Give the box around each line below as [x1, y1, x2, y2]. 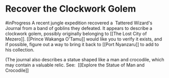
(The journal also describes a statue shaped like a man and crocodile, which [5, 56, 164, 62]
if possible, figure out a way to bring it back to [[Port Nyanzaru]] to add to [5, 41, 159, 47]
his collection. [5, 47, 35, 53]
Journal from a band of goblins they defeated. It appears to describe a [5, 25, 152, 31]
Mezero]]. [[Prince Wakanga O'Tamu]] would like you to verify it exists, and [5, 36, 162, 42]
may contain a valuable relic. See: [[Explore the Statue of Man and [5, 62, 145, 68]
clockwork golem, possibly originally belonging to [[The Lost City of [5, 30, 147, 36]
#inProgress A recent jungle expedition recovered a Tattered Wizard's [5, 20, 153, 26]
